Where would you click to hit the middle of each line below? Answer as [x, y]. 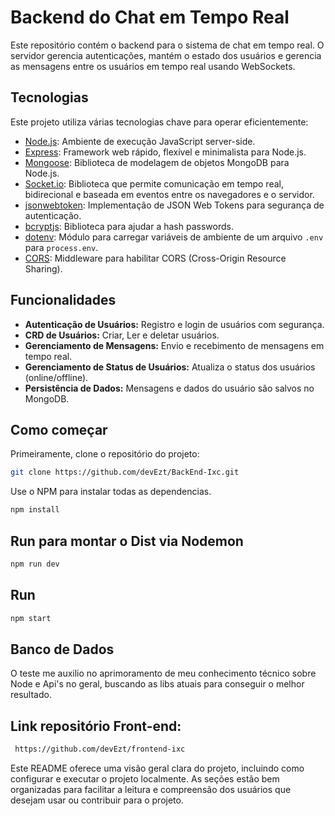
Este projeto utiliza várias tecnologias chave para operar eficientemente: [159, 122]
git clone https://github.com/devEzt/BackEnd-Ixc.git [125, 472]
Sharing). [43, 268]
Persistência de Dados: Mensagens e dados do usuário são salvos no [169, 388]
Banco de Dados [62, 649]
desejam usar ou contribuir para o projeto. [97, 800]
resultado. [31, 695]
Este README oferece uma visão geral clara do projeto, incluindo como [157, 768]
